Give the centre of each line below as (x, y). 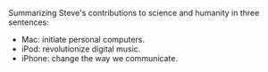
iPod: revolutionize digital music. (81, 49)
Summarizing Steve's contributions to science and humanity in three (134, 13)
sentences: (29, 22)
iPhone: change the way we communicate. (99, 58)
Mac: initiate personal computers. (83, 40)
